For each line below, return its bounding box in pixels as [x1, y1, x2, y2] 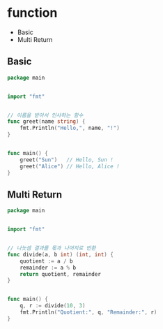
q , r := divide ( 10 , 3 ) [20, 302, 86, 309]
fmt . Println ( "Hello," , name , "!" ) [20, 124, 120, 132]
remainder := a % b [20, 264, 77, 271]
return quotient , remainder [20, 270, 101, 277]
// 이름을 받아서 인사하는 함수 [7, 112, 84, 119]
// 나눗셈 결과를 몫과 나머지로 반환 [7, 244, 96, 252]
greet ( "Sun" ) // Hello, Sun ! [20, 156, 114, 163]
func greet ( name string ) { [7, 118, 86, 125]
